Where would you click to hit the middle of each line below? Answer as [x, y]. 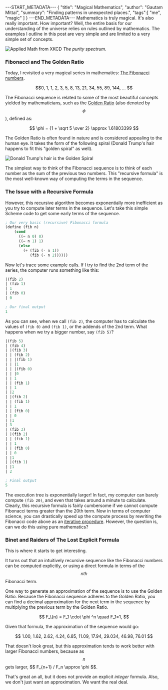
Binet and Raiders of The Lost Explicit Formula [62, 540]
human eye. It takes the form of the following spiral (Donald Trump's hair [80, 143]
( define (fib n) [22, 227]
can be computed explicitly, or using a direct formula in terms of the [75, 566]
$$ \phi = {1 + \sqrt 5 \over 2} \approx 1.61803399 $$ [84, 128]
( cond [20, 232]
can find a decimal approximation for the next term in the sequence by [77, 602]
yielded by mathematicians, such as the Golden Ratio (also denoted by [78, 103]
